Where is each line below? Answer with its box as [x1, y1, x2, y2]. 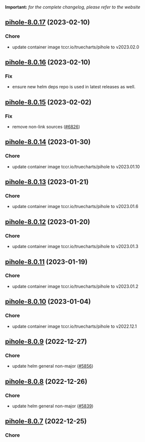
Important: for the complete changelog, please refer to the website [5, 4, 141, 10]
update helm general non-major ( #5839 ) [12, 403, 94, 409]
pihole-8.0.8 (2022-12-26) [5, 377, 88, 385]
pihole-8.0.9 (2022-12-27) [5, 337, 87, 346]
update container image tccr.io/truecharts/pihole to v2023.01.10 [12, 164, 140, 169]
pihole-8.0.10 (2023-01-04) [5, 297, 91, 306]
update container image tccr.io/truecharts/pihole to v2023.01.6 [12, 204, 139, 210]
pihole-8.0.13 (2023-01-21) [5, 178, 89, 186]
